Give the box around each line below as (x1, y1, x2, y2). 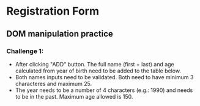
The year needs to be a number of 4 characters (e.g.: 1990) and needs (15, 87, 193, 94)
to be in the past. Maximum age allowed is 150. (15, 93, 133, 100)
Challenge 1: (6, 47, 44, 55)
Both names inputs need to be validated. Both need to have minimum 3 (15, 73, 194, 80)
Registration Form (6, 4, 100, 18)
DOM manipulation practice (6, 29, 113, 39)
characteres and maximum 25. (15, 80, 92, 87)
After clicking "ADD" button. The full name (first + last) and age (15, 60, 174, 68)
